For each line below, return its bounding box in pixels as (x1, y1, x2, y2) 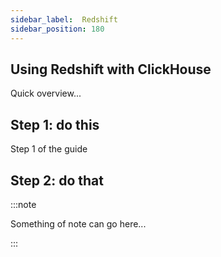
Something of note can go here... (10, 217, 147, 230)
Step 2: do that (10, 172, 104, 189)
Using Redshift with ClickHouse (10, 61, 212, 78)
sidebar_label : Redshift (10, 14, 118, 25)
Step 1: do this (10, 116, 100, 133)
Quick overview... (10, 87, 82, 100)
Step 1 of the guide (10, 143, 88, 155)
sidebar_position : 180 (10, 24, 105, 34)
